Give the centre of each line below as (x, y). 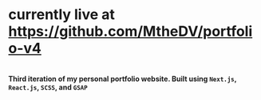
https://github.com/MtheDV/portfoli (130, 31)
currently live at (62, 15)
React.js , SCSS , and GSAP (48, 87)
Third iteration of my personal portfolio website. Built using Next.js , (123, 79)
